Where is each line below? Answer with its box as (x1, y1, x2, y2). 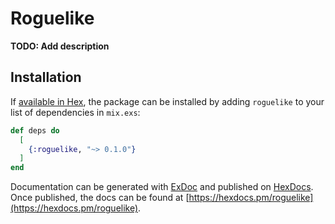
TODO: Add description (10, 40, 110, 52)
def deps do (10, 125, 60, 136)
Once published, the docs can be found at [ (10, 192, 190, 204)
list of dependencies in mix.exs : (10, 106, 141, 118)
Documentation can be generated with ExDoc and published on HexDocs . (10, 181, 314, 193)
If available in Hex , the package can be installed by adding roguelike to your (10, 95, 325, 107)
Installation (10, 69, 82, 86)
